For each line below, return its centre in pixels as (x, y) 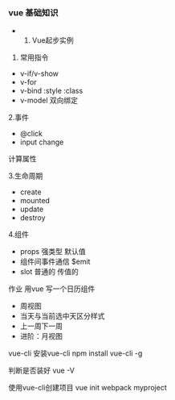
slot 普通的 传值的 (49, 272)
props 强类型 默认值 (53, 252)
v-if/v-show (39, 73)
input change (42, 142)
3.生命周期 (26, 176)
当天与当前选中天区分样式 (62, 316)
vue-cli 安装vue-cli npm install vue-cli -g (75, 353)
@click (31, 134)
